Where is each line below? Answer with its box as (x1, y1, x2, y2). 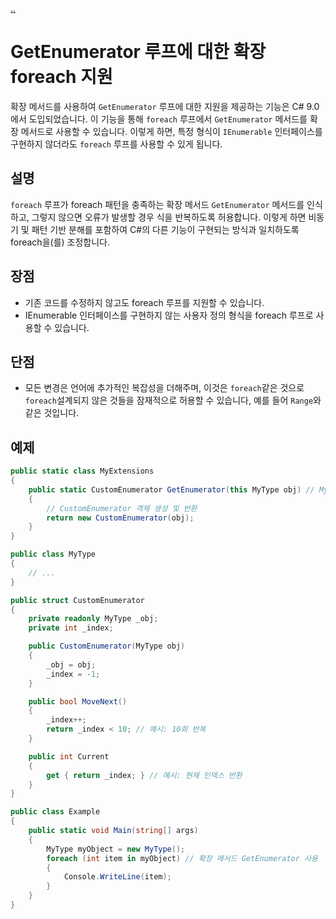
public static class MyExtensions (10, 466, 155, 477)
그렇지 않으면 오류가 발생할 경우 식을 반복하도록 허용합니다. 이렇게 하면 (31, 211, 307, 223)
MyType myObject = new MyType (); (46, 844, 186, 854)
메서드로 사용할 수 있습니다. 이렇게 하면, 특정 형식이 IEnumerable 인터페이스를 (20, 125, 323, 137)
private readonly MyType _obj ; (28, 614, 159, 624)
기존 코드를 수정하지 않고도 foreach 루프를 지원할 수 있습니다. (24, 296, 265, 308)
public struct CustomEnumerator (10, 595, 145, 605)
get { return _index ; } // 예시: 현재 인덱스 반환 (46, 770, 243, 780)
